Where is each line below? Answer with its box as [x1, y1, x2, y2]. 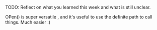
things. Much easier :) [5, 19, 51, 25]
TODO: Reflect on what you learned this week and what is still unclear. [5, 4, 151, 10]
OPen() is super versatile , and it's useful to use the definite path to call [5, 14, 152, 19]
